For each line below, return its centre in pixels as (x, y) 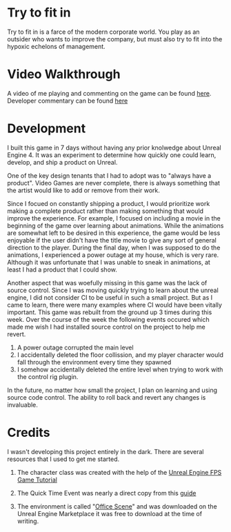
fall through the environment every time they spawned (94, 362)
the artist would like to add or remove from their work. (84, 190)
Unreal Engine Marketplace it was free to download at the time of (109, 513)
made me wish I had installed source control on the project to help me (106, 327)
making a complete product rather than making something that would (106, 211)
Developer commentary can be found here (68, 101)
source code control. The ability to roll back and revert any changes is (107, 397)
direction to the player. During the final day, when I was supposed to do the (114, 247)
